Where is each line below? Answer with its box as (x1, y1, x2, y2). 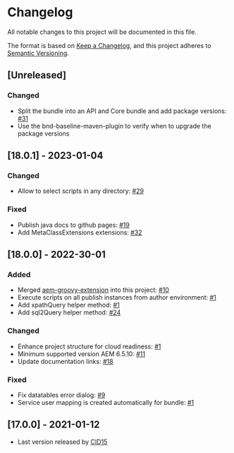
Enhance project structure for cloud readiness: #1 (17, 342, 161, 351)
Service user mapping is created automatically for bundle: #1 (17, 398, 195, 406)
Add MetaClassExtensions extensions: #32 (17, 228, 142, 237)
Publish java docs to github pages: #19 (17, 220, 130, 229)
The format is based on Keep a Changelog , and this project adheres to (7, 41, 211, 49)
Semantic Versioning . (7, 49, 69, 57)
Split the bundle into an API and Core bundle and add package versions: (17, 107, 227, 115)
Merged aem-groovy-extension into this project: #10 (17, 286, 169, 294)
